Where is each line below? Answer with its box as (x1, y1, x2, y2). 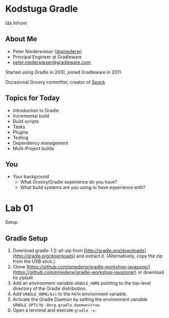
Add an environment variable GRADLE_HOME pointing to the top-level (12, 280, 151, 286)
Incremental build (12, 113, 49, 119)
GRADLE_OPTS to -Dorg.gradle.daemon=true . (12, 302, 101, 308)
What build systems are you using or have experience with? (20, 184, 146, 190)
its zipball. (12, 275, 35, 281)
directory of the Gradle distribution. (12, 285, 87, 291)
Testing (12, 134, 29, 140)
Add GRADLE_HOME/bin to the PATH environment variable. (12, 291, 128, 297)
